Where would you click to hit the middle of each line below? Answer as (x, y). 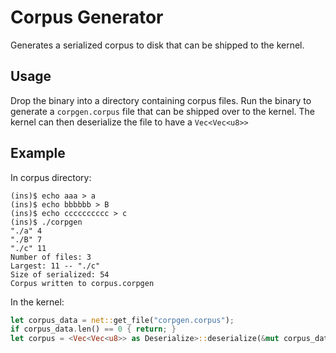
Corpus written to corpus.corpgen (82, 283)
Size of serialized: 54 (60, 274)
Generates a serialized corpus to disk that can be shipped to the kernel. (157, 45)
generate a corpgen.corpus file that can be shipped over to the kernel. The (162, 111)
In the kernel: (37, 302)
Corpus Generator (87, 17)
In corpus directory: (51, 177)
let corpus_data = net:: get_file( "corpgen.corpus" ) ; (122, 320)
